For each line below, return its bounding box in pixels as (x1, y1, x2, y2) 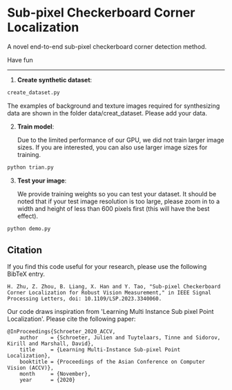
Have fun (7, 55, 33, 64)
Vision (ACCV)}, (7, 364, 54, 371)
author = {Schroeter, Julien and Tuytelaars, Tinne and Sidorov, (19, 334, 221, 342)
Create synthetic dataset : (17, 75, 93, 84)
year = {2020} (19, 377, 76, 384)
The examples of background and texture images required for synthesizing (7, 102, 220, 110)
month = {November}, (19, 371, 91, 378)
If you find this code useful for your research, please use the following (7, 263, 207, 271)
